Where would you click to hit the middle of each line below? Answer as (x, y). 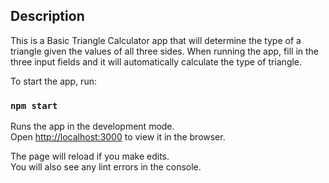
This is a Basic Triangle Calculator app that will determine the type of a (156, 40)
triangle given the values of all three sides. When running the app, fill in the (165, 51)
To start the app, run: (53, 81)
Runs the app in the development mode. (92, 126)
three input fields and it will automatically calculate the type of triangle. (156, 61)
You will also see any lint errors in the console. (106, 167)
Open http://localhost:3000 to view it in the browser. (118, 137)
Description (47, 16)
